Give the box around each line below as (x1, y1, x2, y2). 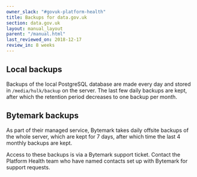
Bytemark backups (6, 110, 79, 121)
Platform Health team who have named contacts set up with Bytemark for (6, 157, 188, 164)
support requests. (6, 163, 50, 171)
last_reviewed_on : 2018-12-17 (6, 37, 82, 43)
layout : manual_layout (6, 25, 63, 32)
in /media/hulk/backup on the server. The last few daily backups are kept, (6, 86, 187, 94)
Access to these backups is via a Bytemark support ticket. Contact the (6, 151, 181, 158)
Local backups (6, 64, 62, 75)
